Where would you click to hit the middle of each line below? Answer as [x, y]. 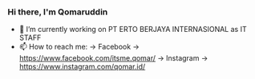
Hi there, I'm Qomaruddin [58, 12]
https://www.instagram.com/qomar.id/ [82, 67]
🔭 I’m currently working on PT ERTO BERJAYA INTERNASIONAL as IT [133, 30]
